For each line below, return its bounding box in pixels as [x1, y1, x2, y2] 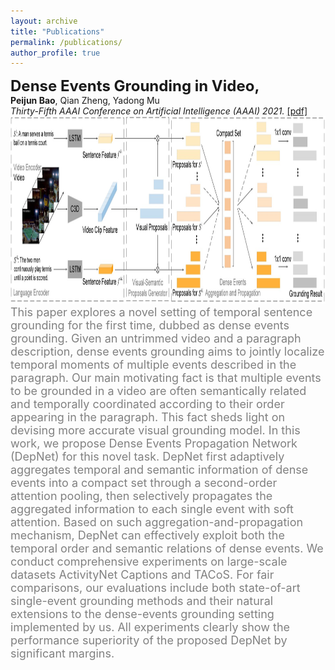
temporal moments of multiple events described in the [10, 358, 297, 372]
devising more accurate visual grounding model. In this [10, 423, 301, 438]
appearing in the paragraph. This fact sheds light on [10, 410, 286, 425]
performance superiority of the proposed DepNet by [10, 633, 288, 648]
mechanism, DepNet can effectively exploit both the [10, 528, 285, 543]
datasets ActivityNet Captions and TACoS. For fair [10, 568, 275, 582]
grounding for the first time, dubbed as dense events [10, 318, 290, 333]
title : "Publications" [10, 26, 105, 37]
